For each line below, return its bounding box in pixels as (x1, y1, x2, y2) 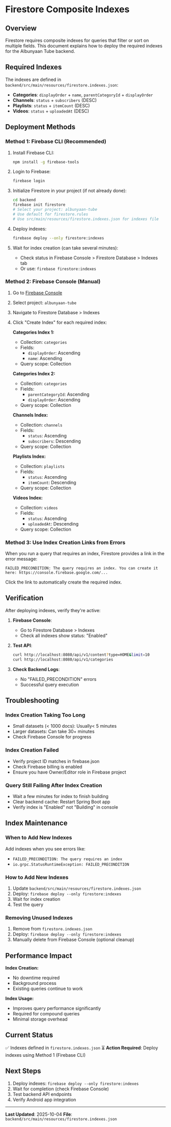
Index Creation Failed (5, 747, 59, 754)
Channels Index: (12, 411, 48, 418)
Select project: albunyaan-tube (12, 299, 77, 306)
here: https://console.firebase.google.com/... (5, 570, 108, 575)
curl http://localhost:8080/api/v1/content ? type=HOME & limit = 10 (12, 652, 150, 657)
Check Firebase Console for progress (12, 734, 92, 740)
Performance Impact (5, 951, 72, 960)
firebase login (12, 178, 45, 184)
